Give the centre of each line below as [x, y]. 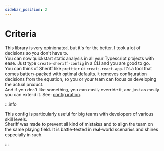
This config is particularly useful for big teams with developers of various [79, 114]
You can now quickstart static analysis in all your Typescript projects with [80, 58]
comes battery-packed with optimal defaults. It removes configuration [76, 74]
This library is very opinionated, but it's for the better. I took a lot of [73, 48]
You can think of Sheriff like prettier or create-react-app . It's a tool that [79, 68]
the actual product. [24, 84]
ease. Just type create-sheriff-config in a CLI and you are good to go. [78, 63]
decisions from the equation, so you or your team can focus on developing [81, 79]
